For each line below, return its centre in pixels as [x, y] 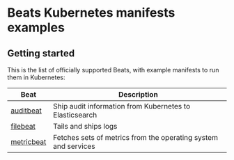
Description [138, 94]
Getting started [41, 53]
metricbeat [29, 142]
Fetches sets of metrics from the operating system [135, 137]
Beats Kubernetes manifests [91, 13]
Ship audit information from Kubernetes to [122, 106]
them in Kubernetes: [36, 77]
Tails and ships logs [85, 126]
